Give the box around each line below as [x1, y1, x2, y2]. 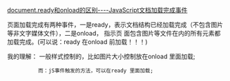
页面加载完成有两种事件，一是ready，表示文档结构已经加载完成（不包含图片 [7, 21, 223, 29]
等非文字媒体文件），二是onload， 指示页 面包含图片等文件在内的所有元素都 [7, 30, 221, 37]
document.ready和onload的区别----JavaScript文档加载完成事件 [7, 6, 188, 14]
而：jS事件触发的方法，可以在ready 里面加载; [37, 67, 154, 74]
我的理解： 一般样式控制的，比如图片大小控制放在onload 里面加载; [7, 52, 195, 60]
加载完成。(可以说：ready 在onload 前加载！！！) [7, 38, 148, 46]
